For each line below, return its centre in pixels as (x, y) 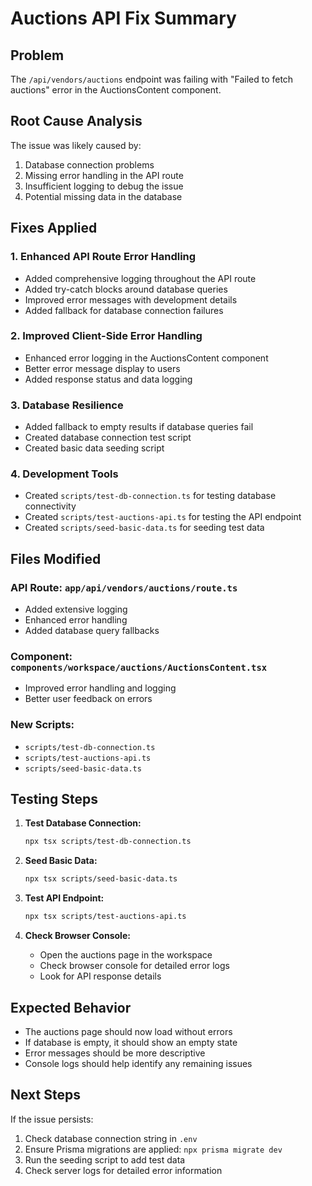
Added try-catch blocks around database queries (126, 289)
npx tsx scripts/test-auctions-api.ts (105, 917)
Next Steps (45, 1095)
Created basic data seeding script (94, 448)
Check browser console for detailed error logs (134, 966)
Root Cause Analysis (76, 121)
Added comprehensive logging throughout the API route (140, 278)
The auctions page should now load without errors (128, 1031)
